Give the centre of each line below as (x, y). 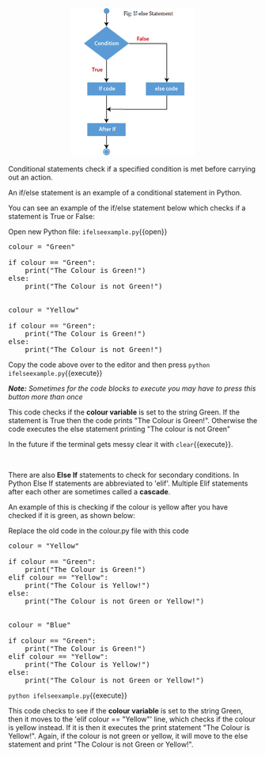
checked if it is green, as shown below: (72, 515)
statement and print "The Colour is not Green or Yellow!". (101, 744)
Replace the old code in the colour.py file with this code (99, 531)
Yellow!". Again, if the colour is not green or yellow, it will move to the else (128, 736)
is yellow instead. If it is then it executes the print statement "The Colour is (129, 727)
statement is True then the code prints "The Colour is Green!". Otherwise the (133, 420)
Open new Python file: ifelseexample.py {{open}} (88, 231)
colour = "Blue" (40, 625)
